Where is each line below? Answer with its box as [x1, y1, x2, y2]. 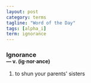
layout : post [6, 8, 39, 15]
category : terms [6, 14, 46, 20]
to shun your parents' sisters [14, 70, 85, 78]
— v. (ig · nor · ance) [6, 58, 51, 65]
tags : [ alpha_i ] [6, 25, 46, 32]
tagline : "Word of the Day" [6, 20, 76, 26]
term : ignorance [6, 31, 46, 37]
